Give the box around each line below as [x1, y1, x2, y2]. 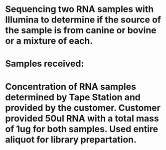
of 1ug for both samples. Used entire [5, 123, 159, 135]
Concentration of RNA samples [5, 81, 136, 92]
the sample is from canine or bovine [5, 25, 157, 36]
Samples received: [5, 58, 84, 69]
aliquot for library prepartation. [5, 134, 137, 145]
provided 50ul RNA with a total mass [5, 113, 160, 124]
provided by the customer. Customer [5, 102, 161, 113]
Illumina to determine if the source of [5, 14, 161, 25]
